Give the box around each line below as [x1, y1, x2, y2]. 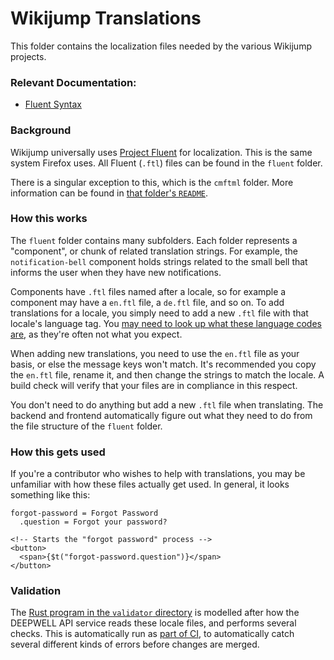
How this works [10, 212, 88, 226]
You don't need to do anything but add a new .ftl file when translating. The [10, 398, 324, 411]
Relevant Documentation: [10, 75, 137, 89]
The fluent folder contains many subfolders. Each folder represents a [10, 234, 298, 246]
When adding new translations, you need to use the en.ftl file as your [10, 347, 300, 359]
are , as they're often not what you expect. [10, 328, 183, 340]
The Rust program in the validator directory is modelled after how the [10, 607, 300, 619]
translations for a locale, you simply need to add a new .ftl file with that [10, 307, 309, 319]
